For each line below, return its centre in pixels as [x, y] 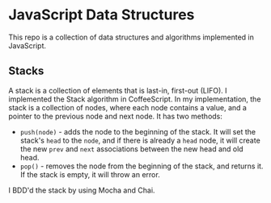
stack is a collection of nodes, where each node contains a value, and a [127, 107]
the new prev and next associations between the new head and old [132, 149]
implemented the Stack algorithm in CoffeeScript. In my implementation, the [135, 99]
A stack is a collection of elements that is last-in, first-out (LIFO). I [118, 90]
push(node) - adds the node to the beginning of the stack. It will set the [138, 131]
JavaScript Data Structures [102, 15]
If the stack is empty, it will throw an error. [90, 174]
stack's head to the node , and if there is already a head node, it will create [140, 140]
